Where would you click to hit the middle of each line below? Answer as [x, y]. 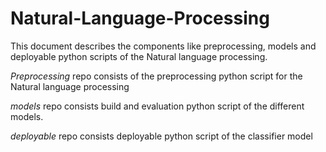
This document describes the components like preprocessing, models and [163, 46]
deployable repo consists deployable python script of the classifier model [161, 136]
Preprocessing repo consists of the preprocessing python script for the [156, 76]
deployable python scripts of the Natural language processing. [139, 56]
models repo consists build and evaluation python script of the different [157, 106]
